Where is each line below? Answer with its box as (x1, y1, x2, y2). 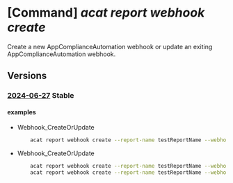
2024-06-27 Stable (7, 91, 74, 101)
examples (7, 107, 36, 116)
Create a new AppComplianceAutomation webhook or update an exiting (7, 42, 213, 51)
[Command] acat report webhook (7, 5, 205, 21)
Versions (7, 70, 47, 82)
